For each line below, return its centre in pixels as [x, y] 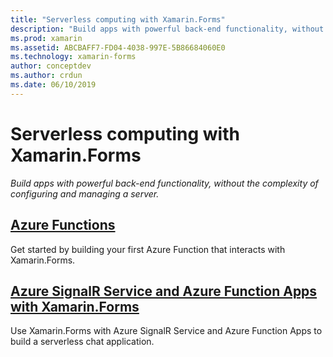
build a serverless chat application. [82, 342]
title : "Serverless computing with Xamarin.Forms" [118, 19]
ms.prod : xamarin [46, 38]
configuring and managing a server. [85, 193]
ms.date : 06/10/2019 [53, 85]
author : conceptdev [51, 66]
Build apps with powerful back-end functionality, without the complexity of [164, 183]
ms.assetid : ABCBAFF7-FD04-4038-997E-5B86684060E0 [118, 47]
